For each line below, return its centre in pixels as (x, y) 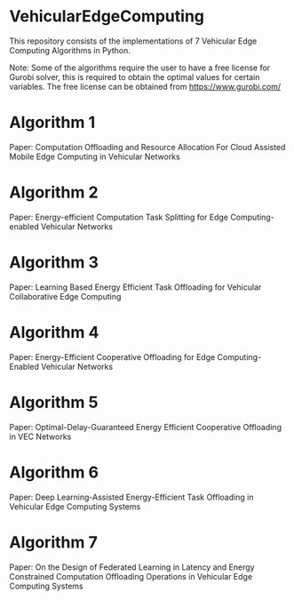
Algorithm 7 (53, 542)
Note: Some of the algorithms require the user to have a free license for (140, 68)
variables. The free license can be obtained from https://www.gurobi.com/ (145, 86)
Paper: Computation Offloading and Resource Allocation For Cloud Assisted (147, 147)
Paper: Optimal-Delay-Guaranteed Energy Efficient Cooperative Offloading (146, 427)
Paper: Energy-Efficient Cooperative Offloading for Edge (112, 356)
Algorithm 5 (54, 402)
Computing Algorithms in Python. (70, 50)
